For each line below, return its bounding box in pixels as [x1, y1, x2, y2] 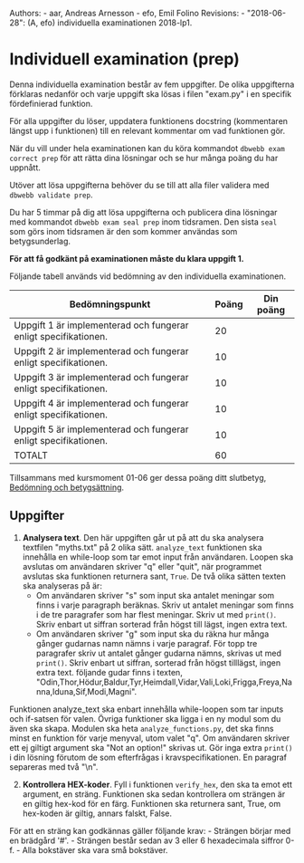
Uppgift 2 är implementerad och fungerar [14, 344, 189, 357]
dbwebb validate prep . [9, 189, 93, 200]
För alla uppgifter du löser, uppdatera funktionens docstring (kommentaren [9, 115, 288, 126]
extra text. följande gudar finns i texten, [35, 666, 183, 677]
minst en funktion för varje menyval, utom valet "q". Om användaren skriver [9, 733, 290, 743]
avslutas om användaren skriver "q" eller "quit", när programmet [22, 561, 262, 571]
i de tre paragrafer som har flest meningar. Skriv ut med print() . [35, 609, 277, 619]
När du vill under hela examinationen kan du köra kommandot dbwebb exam [9, 142, 285, 153]
